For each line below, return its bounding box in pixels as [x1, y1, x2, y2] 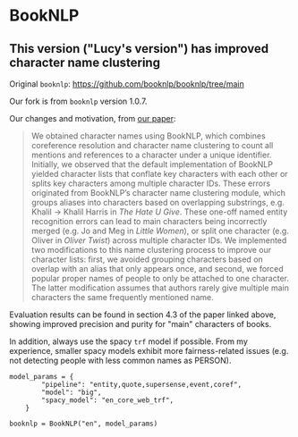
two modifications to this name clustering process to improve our [30, 245, 272, 255]
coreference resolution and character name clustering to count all [30, 140, 274, 150]
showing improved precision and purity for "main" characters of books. [9, 319, 272, 329]
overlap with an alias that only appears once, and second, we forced [30, 264, 284, 273]
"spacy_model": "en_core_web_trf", [41, 396, 175, 405]
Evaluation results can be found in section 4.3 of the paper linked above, [9, 309, 277, 320]
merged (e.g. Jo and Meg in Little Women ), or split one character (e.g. [30, 225, 289, 236]
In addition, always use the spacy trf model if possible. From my [9, 336, 249, 347]
